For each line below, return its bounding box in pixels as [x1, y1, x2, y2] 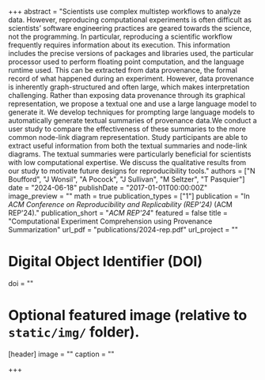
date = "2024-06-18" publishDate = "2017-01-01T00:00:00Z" [8, 183, 208, 192]
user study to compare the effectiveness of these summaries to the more [8, 124, 247, 134]
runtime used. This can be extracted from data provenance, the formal [8, 66, 237, 74]
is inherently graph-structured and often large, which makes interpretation [8, 82, 250, 92]
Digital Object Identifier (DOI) [8, 253, 203, 271]
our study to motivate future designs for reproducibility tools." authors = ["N [8, 166, 256, 175]
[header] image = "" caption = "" [8, 349, 115, 359]
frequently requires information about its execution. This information [8, 40, 231, 50]
